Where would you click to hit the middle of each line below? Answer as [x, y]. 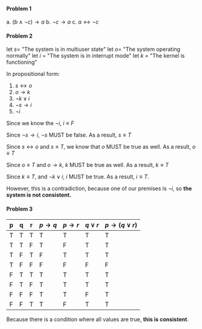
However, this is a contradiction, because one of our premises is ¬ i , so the [99, 189]
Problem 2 [19, 36]
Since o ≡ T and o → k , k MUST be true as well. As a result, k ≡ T [88, 165]
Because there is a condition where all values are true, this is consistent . [98, 319]
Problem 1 [19, 8]
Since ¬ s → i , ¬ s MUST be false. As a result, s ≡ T [69, 135]
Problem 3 [20, 209]
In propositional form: [33, 74]
